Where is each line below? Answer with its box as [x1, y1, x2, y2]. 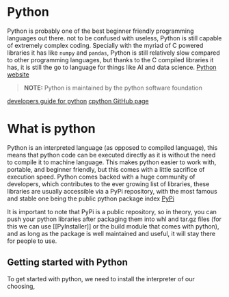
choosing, [7, 282, 36, 290]
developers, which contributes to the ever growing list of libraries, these [7, 179, 210, 188]
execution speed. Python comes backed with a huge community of [7, 172, 196, 181]
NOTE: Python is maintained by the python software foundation [23, 83, 203, 92]
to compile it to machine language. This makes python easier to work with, [7, 158, 217, 166]
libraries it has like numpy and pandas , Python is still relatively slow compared [7, 49, 220, 57]
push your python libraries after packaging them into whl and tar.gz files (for [7, 215, 222, 223]
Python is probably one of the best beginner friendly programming [7, 27, 194, 35]
